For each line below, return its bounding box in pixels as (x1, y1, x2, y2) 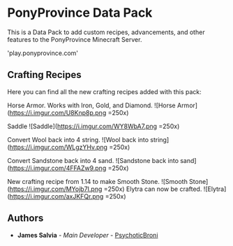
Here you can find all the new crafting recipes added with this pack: (7, 87, 202, 95)
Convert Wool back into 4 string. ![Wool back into (7, 135, 149, 144)
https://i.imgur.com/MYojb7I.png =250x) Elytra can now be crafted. (9, 185, 202, 193)
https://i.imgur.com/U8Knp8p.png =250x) (9, 108, 129, 116)
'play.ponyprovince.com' (7, 49, 79, 57)
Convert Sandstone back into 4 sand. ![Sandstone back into (7, 156, 179, 164)
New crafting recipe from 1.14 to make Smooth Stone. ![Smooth (7, 177, 188, 185)
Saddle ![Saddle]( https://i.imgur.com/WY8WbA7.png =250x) (7, 122, 180, 130)
